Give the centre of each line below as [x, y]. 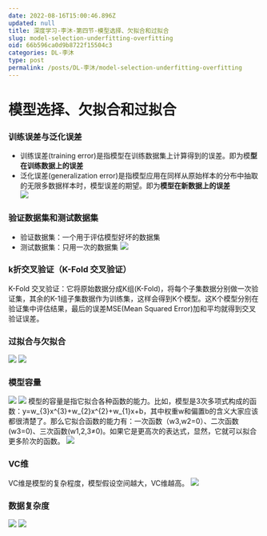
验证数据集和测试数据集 [53, 218]
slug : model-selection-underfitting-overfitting [91, 38]
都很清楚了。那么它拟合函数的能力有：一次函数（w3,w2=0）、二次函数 [124, 422]
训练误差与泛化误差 [45, 137]
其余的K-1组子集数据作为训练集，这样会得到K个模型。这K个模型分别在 [144, 298]
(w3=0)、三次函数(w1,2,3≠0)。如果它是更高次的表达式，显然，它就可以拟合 [133, 431]
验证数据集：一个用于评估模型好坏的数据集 [90, 237]
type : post [26, 61]
